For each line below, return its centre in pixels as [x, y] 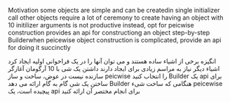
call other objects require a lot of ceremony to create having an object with [116, 18]
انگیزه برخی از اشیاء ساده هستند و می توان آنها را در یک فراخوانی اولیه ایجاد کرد [112, 61]
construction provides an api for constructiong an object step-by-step [109, 32]
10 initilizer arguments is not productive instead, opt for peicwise [101, 25]
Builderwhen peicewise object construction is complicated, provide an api [115, 40]
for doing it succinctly [39, 47]
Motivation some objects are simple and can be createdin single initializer [114, 10]
